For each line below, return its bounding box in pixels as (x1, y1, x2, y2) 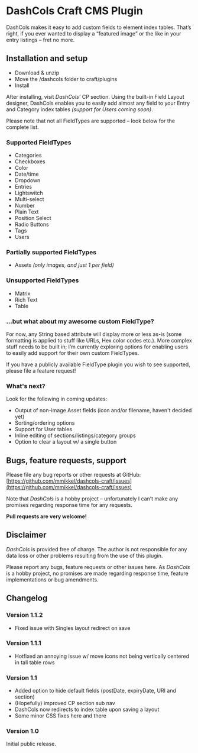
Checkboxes (14, 158, 46, 165)
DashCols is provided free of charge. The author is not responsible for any (6, 545, 187, 552)
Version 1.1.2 (6, 611, 43, 619)
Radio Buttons (14, 221, 49, 228)
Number (14, 202, 35, 209)
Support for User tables (14, 426, 73, 433)
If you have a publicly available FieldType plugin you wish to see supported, (6, 361, 190, 368)
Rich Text (14, 296, 38, 303)
